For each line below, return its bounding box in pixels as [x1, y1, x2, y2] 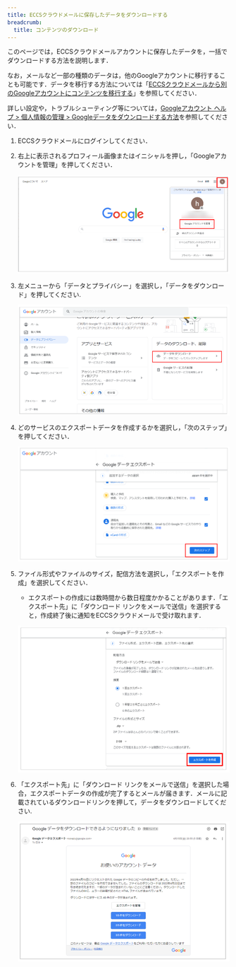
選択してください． [36, 578, 92, 587]
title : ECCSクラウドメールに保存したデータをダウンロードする [7, 11, 168, 18]
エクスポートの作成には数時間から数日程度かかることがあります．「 [27, 593, 223, 602]
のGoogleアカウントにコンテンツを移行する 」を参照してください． [7, 89, 201, 98]
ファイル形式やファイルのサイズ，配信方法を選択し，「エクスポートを [17, 569, 218, 578]
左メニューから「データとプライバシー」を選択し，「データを [17, 281, 194, 290]
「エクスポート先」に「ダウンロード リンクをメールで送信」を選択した [17, 780, 223, 789]
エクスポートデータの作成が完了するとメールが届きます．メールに [30, 789, 221, 798]
